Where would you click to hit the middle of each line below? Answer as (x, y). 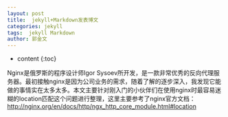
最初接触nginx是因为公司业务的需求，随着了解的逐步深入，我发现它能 (123, 82)
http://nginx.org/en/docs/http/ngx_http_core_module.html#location (102, 107)
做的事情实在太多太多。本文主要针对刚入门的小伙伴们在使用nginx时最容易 (111, 90)
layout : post (26, 13)
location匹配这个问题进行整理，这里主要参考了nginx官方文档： (107, 99)
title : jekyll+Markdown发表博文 (53, 20)
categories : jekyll (35, 26)
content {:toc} (37, 58)
